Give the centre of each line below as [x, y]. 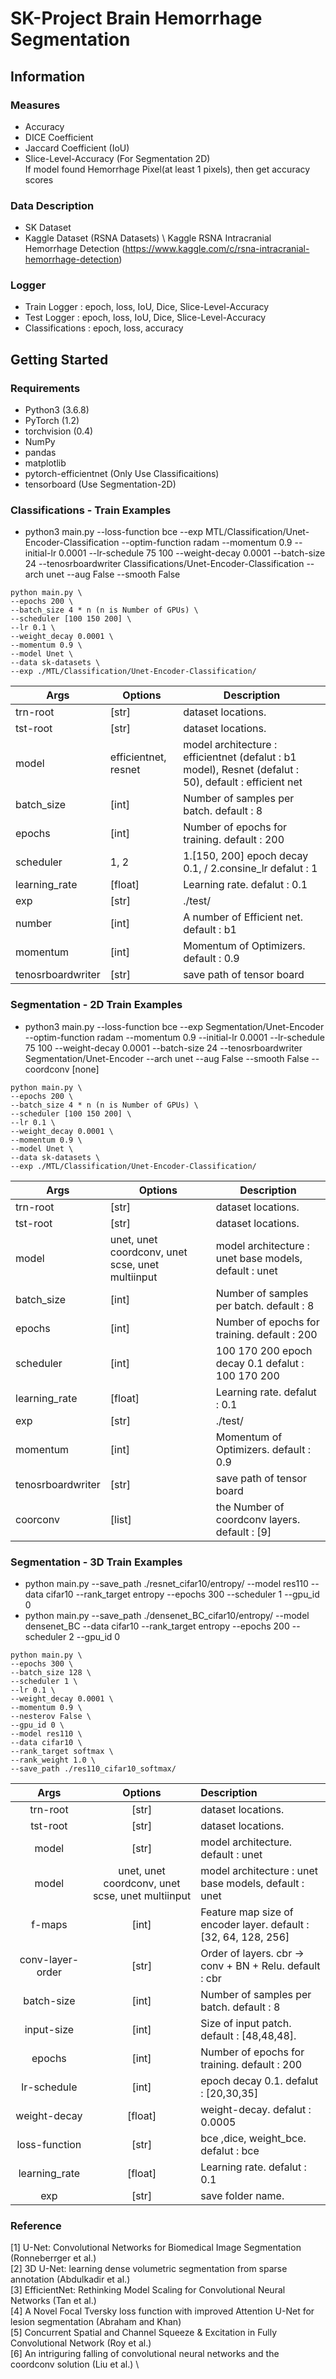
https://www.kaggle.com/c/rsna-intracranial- [217, 249]
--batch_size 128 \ [51, 1673]
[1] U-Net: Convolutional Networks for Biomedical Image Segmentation [156, 2248]
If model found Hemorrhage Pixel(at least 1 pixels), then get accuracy [167, 169]
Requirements [45, 388]
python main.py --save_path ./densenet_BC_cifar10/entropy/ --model [167, 1616]
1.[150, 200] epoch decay [246, 856]
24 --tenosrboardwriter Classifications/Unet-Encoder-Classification [164, 564]
